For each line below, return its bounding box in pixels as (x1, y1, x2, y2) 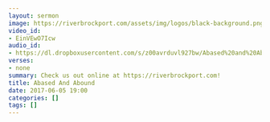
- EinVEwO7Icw (8, 34, 56, 43)
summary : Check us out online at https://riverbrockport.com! (8, 71, 221, 79)
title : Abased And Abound (8, 79, 95, 87)
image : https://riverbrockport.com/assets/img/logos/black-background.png (8, 19, 264, 27)
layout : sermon (8, 11, 59, 20)
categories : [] (8, 94, 59, 102)
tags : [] (8, 101, 38, 109)
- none (8, 64, 31, 72)
